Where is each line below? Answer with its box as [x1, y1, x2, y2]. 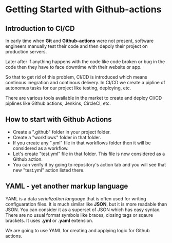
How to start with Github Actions [5, 115, 112, 124]
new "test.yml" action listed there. [12, 167, 85, 173]
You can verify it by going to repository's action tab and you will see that [12, 161, 166, 167]
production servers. [5, 49, 47, 54]
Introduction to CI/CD [5, 24, 75, 33]
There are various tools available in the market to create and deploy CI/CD [5, 95, 162, 101]
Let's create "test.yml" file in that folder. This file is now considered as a [12, 151, 165, 157]
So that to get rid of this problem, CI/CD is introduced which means [5, 74, 147, 80]
